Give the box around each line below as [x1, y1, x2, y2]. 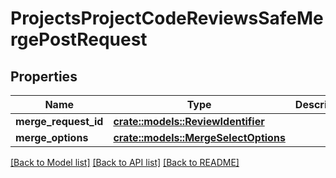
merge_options [15, 131, 89, 144]
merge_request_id [15, 115, 104, 128]
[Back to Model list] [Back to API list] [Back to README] [10, 157, 240, 168]
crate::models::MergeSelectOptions [113, 131, 286, 144]
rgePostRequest [10, 28, 148, 51]
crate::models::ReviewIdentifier [113, 115, 265, 128]
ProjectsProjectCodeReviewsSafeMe [10, 7, 324, 30]
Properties [10, 68, 78, 85]
